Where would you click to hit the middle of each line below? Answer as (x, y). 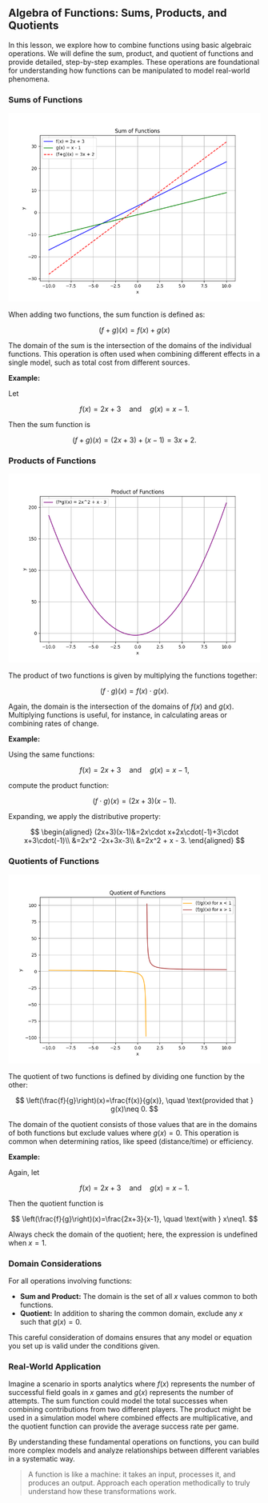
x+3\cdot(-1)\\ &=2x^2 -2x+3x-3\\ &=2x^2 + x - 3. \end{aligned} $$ (134, 841)
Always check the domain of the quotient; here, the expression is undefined (133, 1234)
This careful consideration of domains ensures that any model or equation (130, 1337)
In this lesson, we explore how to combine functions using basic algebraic (130, 45)
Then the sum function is (49, 425)
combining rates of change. (54, 724)
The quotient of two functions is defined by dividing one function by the (127, 1076)
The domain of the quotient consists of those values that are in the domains (133, 1124)
